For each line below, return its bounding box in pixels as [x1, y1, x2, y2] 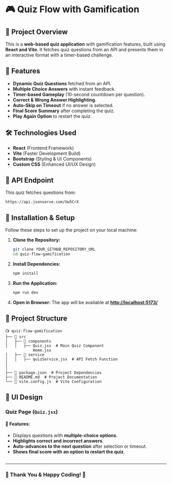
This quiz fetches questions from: [5, 190, 76, 196]
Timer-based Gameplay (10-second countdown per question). [12, 91, 145, 97]
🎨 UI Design [5, 393, 43, 401]
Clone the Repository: [12, 237, 60, 243]
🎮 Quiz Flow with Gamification [5, 4, 140, 15]
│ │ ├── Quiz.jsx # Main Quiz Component [5, 343, 104, 348]
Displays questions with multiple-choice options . [12, 432, 118, 438]
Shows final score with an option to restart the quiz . [12, 449, 125, 455]
